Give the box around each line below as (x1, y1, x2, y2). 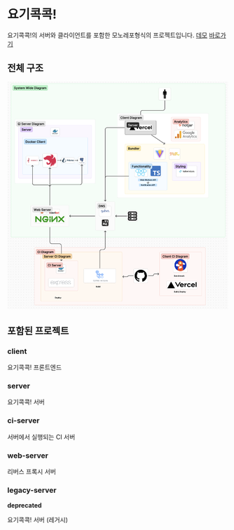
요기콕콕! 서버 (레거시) (7, 516, 69, 524)
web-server (7, 450, 49, 460)
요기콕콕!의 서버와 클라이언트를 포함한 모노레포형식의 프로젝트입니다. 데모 (7, 31, 208, 39)
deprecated (7, 501, 42, 510)
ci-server (7, 416, 40, 426)
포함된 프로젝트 (7, 325, 69, 337)
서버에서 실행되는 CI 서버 (7, 433, 76, 441)
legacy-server (7, 485, 57, 495)
